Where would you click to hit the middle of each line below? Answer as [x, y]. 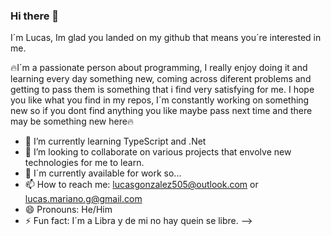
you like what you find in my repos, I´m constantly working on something [160, 100]
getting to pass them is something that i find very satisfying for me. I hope [162, 90]
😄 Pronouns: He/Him [68, 210]
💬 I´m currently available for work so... [103, 173]
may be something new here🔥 [72, 121]
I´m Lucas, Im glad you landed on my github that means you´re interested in [166, 38]
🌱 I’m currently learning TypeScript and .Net [115, 141]
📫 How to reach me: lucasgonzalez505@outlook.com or [141, 185]
